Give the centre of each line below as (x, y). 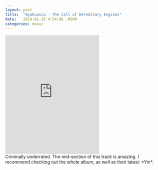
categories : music (24, 24)
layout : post (19, 10)
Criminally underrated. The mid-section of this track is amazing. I (72, 157)
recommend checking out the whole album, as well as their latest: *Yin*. (79, 162)
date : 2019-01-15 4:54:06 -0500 (41, 19)
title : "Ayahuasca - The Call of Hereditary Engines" (63, 14)
